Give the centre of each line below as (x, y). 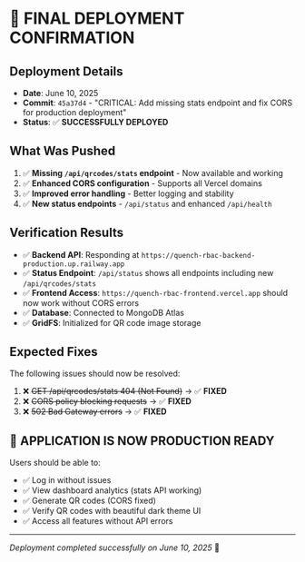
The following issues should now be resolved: (95, 374)
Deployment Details (66, 71)
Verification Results (67, 233)
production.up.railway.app (74, 264)
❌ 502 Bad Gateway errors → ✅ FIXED (94, 411)
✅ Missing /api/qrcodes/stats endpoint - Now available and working (152, 173)
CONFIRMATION (72, 38)
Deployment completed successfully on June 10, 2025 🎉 (115, 547)
